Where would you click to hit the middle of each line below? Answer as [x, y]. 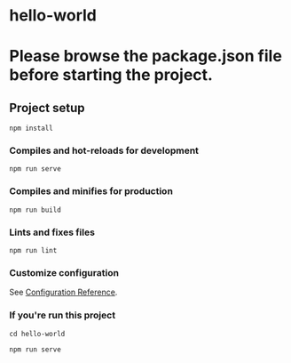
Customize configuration [64, 273]
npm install [31, 129]
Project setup [47, 108]
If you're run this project [63, 315]
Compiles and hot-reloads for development [104, 150]
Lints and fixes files [52, 232]
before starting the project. [111, 75]
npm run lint [33, 251]
